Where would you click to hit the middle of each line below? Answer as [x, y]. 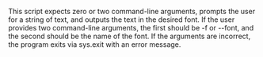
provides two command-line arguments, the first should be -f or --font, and [131, 28]
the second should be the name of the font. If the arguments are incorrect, [130, 36]
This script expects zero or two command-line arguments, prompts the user [132, 11]
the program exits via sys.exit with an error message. [95, 45]
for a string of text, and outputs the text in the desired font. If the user [122, 20]
